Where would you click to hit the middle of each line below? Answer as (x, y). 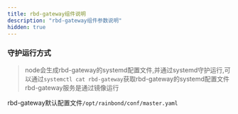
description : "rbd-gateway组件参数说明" (65, 21)
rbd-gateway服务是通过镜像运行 (72, 87)
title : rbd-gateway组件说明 (47, 14)
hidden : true (27, 27)
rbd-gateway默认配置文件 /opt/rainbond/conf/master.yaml (93, 103)
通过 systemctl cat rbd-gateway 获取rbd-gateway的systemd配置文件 (130, 79)
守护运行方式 (29, 53)
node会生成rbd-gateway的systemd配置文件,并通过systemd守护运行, (125, 70)
